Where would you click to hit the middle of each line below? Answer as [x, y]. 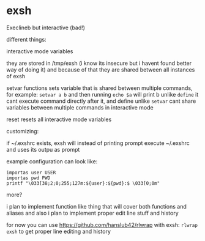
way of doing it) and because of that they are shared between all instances [101, 69]
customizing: [23, 131]
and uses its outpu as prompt [43, 149]
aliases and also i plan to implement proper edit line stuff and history [92, 213]
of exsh [16, 76]
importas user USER [31, 172]
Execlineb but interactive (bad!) [46, 28]
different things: [27, 39]
